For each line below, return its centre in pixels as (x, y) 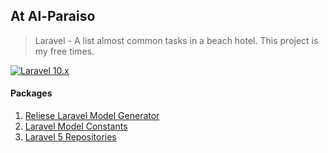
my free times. (64, 51)
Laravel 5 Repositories (70, 137)
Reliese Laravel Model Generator (92, 116)
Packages (31, 93)
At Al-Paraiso (53, 16)
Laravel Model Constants (76, 126)
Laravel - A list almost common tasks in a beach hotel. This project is (176, 40)
